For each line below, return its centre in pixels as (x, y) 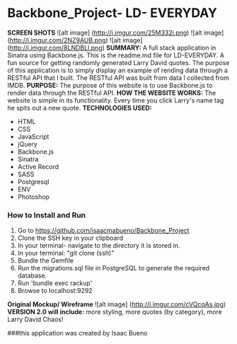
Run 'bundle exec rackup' (55, 283)
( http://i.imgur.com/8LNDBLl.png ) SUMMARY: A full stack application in (112, 47)
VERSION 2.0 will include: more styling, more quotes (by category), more (115, 312)
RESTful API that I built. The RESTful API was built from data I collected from (118, 78)
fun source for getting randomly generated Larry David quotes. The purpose (118, 62)
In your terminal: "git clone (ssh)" (66, 253)
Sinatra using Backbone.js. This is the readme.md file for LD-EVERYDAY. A (116, 55)
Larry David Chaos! (35, 319)
